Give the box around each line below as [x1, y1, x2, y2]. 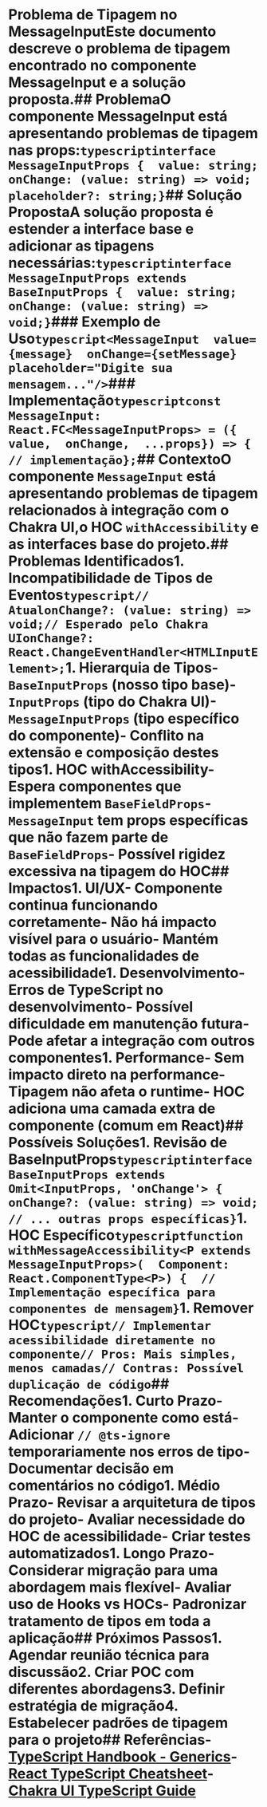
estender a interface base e [8, 220, 194, 239]
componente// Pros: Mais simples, [8, 1347, 238, 1362]
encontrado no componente [8, 57, 197, 75]
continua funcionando [8, 896, 158, 914]
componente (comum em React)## [8, 1117, 244, 1134]
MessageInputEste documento [8, 22, 217, 41]
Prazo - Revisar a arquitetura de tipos [8, 1493, 257, 1512]
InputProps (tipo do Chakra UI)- [8, 692, 217, 711]
